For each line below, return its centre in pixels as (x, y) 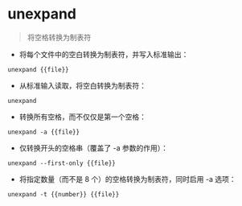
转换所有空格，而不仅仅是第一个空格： (82, 117)
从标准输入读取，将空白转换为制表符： (82, 85)
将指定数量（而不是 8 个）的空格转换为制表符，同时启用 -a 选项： (127, 179)
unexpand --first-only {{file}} (62, 163)
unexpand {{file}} (38, 69)
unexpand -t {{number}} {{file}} (64, 194)
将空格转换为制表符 (59, 37)
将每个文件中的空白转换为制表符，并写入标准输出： (104, 54)
